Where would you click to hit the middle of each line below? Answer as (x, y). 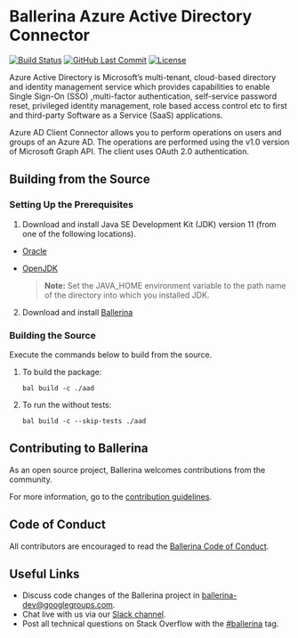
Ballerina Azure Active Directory (131, 16)
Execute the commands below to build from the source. (111, 355)
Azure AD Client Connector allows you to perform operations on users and (145, 132)
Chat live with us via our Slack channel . (94, 614)
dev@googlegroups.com (68, 605)
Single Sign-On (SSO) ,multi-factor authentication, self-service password (143, 96)
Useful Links (44, 573)
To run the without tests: (67, 405)
